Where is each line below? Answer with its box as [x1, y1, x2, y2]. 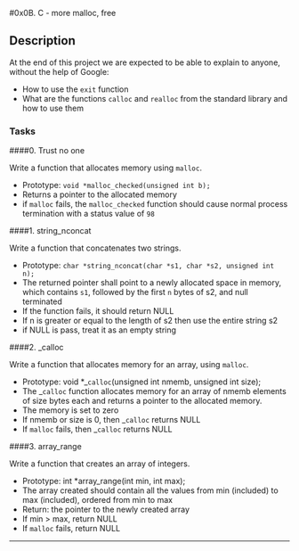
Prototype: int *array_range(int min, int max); [21, 476, 186, 487]
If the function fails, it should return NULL [21, 306, 174, 317]
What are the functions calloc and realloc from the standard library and [21, 93, 287, 103]
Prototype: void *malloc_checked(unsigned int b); [21, 180, 211, 191]
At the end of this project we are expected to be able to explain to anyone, [9, 57, 280, 68]
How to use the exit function [21, 84, 129, 95]
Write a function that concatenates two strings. [9, 243, 182, 253]
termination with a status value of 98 [21, 209, 156, 219]
